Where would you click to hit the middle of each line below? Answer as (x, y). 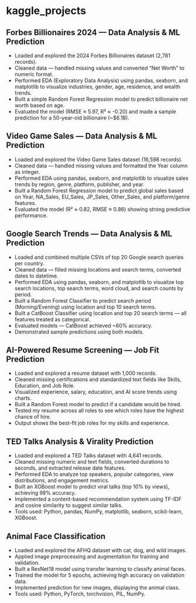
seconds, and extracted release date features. (70, 468)
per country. (30, 263)
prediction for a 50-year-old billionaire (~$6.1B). (72, 118)
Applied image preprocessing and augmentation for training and (92, 557)
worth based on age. (39, 105)
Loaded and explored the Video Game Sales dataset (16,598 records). (99, 159)
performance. (31, 215)
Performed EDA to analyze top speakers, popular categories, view (94, 474)
